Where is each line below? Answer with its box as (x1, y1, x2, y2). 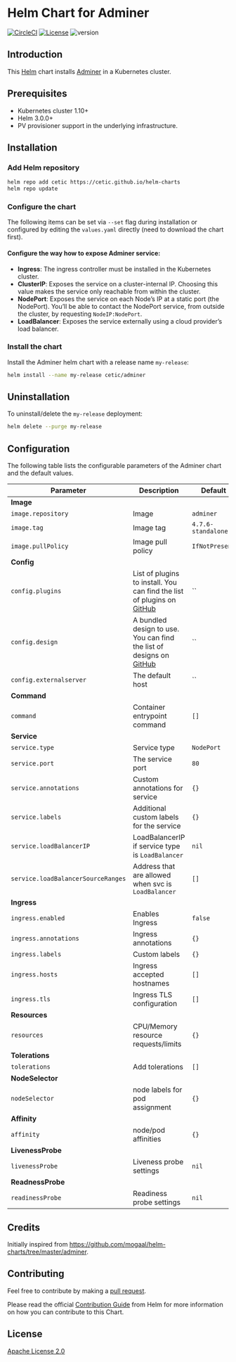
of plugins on (132, 595, 176, 605)
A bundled (132, 616, 167, 625)
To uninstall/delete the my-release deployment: (7, 409, 143, 418)
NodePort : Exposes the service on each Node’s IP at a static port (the (17, 294, 220, 303)
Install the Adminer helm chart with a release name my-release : (7, 357, 190, 367)
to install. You (132, 578, 177, 587)
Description (138, 485, 179, 495)
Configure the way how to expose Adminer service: (7, 248, 161, 257)
